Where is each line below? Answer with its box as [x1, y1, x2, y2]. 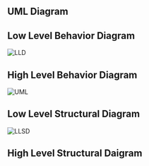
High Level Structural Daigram [7, 148, 143, 160]
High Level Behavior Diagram [7, 69, 138, 81]
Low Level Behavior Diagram [7, 30, 136, 42]
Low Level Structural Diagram [7, 108, 140, 120]
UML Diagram [7, 6, 68, 18]
